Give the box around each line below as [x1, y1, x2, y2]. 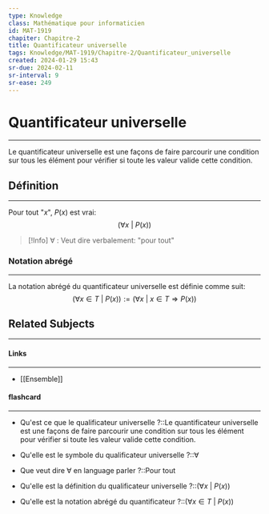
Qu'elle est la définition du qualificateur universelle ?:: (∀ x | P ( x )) [19, 481, 231, 491]
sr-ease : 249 [8, 78, 52, 86]
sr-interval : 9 [8, 71, 59, 79]
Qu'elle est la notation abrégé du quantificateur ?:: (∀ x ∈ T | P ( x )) [19, 496, 235, 506]
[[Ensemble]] [19, 374, 63, 383]
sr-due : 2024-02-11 [8, 64, 74, 72]
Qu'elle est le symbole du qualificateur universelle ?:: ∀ [19, 450, 199, 460]
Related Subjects [8, 317, 95, 331]
